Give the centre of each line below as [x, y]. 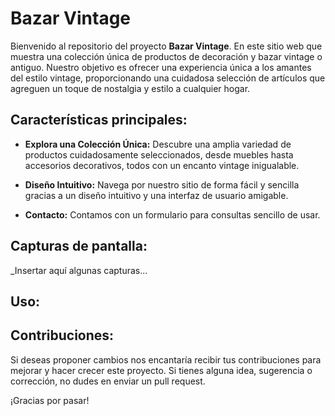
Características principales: [99, 120]
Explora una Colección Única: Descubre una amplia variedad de [158, 144]
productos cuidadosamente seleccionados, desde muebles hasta [159, 154]
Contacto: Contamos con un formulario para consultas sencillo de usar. [172, 214]
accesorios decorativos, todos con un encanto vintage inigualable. [162, 165]
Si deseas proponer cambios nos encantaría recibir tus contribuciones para [166, 359]
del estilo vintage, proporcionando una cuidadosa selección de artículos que [168, 78]
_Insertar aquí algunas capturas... [79, 270]
